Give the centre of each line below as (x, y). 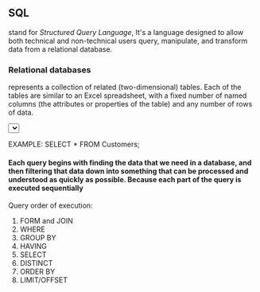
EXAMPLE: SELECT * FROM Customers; (74, 144)
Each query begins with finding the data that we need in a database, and (130, 162)
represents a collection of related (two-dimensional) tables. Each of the (125, 88)
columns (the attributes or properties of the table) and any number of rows (130, 104)
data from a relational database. (60, 49)
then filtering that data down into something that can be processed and (128, 171)
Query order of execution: (50, 205)
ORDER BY (37, 272)
